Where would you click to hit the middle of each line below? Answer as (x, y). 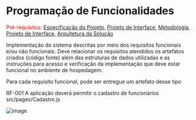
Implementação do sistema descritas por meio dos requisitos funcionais (94, 45)
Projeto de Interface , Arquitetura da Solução (60, 33)
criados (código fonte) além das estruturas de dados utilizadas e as (88, 57)
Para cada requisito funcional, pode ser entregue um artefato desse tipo (94, 82)
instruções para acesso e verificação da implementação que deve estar (93, 64)
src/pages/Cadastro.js (33, 99)
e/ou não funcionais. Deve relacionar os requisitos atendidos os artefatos (95, 51)
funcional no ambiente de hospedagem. (55, 70)
